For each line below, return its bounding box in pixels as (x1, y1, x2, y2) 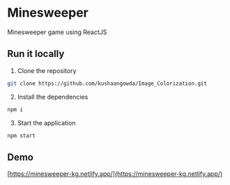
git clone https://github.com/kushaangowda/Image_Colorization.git (7, 80, 208, 87)
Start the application (17, 118, 76, 127)
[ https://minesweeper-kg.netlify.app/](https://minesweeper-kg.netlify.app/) (7, 170, 223, 178)
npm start (7, 132, 36, 139)
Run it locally (7, 48, 65, 60)
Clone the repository (17, 66, 77, 74)
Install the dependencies (17, 92, 89, 101)
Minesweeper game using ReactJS (7, 28, 107, 36)
